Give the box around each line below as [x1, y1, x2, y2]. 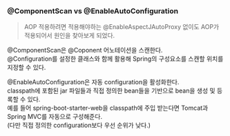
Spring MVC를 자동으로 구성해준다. [7, 113, 102, 121]
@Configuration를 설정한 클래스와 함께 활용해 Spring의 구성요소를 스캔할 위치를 [7, 55, 224, 63]
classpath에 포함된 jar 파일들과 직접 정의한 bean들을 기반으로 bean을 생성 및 [7, 86, 215, 95]
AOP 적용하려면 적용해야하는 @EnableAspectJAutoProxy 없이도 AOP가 [23, 23, 220, 31]
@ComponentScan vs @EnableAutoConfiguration [7, 6, 178, 16]
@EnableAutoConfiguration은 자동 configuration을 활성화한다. [7, 78, 180, 86]
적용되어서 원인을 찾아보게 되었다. [23, 31, 115, 40]
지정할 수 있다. [7, 64, 46, 72]
